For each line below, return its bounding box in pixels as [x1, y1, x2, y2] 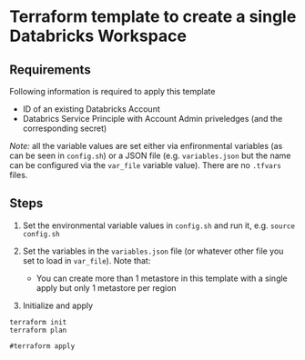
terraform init [9, 317, 67, 326]
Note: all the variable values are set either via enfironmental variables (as [9, 141, 283, 151]
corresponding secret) [22, 123, 107, 134]
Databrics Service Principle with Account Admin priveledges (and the [22, 114, 283, 124]
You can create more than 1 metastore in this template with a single [36, 273, 289, 284]
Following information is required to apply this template [9, 86, 216, 96]
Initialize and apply [22, 300, 94, 311]
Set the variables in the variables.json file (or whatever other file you [22, 245, 284, 256]
